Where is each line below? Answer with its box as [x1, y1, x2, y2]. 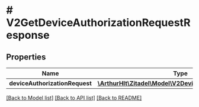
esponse [6, 29, 50, 42]
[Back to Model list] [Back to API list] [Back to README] [6, 95, 142, 101]
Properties [6, 52, 46, 62]
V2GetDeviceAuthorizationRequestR [6, 16, 191, 29]
